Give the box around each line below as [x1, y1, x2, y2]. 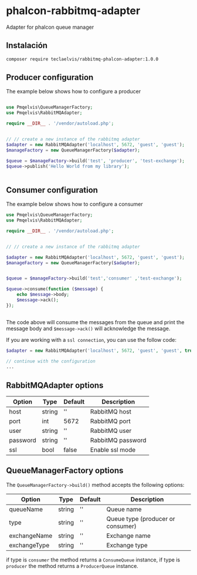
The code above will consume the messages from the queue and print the [6, 318, 185, 325]
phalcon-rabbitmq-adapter [6, 4, 141, 18]
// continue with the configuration [6, 358, 96, 365]
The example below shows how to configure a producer [6, 88, 141, 95]
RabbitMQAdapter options [6, 380, 104, 390]
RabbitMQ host [90, 407, 132, 415]
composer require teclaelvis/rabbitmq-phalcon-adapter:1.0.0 [6, 56, 159, 62]
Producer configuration [6, 72, 94, 83]
